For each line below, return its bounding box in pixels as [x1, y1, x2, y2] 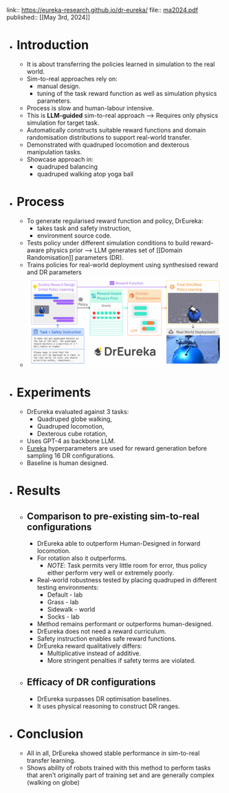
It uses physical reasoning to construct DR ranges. [36, 702, 180, 710]
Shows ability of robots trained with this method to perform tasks [26, 763, 211, 772]
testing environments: [36, 583, 99, 591]
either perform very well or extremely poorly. [47, 568, 175, 577]
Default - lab [47, 590, 83, 599]
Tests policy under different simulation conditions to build [26, 238, 190, 247]
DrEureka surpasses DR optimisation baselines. [36, 694, 171, 703]
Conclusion [16, 726, 84, 741]
